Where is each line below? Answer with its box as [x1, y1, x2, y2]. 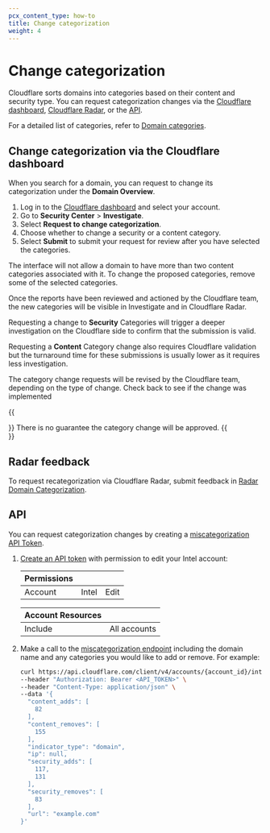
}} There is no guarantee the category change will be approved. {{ [8, 423, 228, 433]
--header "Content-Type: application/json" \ [19, 682, 176, 691]
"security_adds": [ [27, 758, 93, 766]
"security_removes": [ [27, 787, 104, 796]
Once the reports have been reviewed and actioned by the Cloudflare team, [8, 293, 260, 303]
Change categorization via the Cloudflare [8, 144, 220, 158]
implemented [8, 392, 52, 401]
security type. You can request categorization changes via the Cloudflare [8, 97, 251, 106]
